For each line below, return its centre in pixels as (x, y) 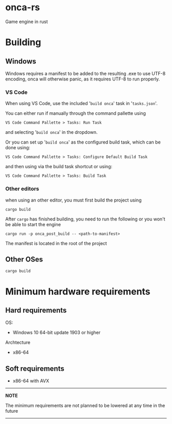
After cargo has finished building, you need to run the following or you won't (85, 219)
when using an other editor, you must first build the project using (73, 200)
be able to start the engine (33, 224)
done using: (18, 148)
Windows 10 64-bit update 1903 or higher (57, 333)
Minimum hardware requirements (78, 291)
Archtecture (18, 342)
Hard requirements (36, 310)
